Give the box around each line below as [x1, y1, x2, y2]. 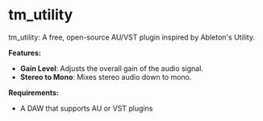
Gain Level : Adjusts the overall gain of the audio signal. [19, 63, 204, 73]
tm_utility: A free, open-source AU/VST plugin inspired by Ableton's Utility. [8, 32, 256, 42]
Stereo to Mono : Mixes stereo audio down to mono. [19, 72, 192, 81]
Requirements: [8, 87, 59, 98]
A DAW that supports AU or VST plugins [19, 103, 153, 113]
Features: [8, 48, 42, 57]
